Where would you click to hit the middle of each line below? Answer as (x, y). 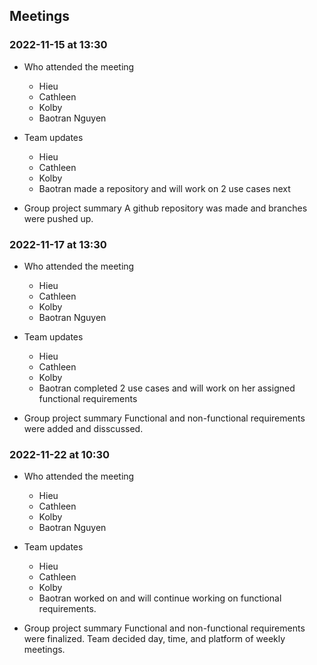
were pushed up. (58, 218)
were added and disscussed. (83, 428)
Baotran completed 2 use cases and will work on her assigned (167, 388)
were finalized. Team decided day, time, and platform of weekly (154, 639)
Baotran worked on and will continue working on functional (160, 598)
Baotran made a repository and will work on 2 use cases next (164, 188)
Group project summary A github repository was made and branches (165, 208)
